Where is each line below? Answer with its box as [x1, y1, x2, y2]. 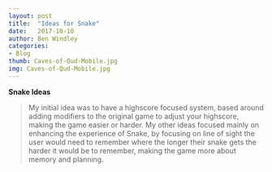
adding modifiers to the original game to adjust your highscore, [28, 111, 240, 121]
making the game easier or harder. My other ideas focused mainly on [28, 119, 260, 130]
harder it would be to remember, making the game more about [28, 145, 237, 155]
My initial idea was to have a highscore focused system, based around [28, 102, 264, 112]
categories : [8, 42, 49, 50]
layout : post [8, 11, 53, 20]
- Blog [8, 49, 31, 58]
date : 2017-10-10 [8, 27, 75, 35]
